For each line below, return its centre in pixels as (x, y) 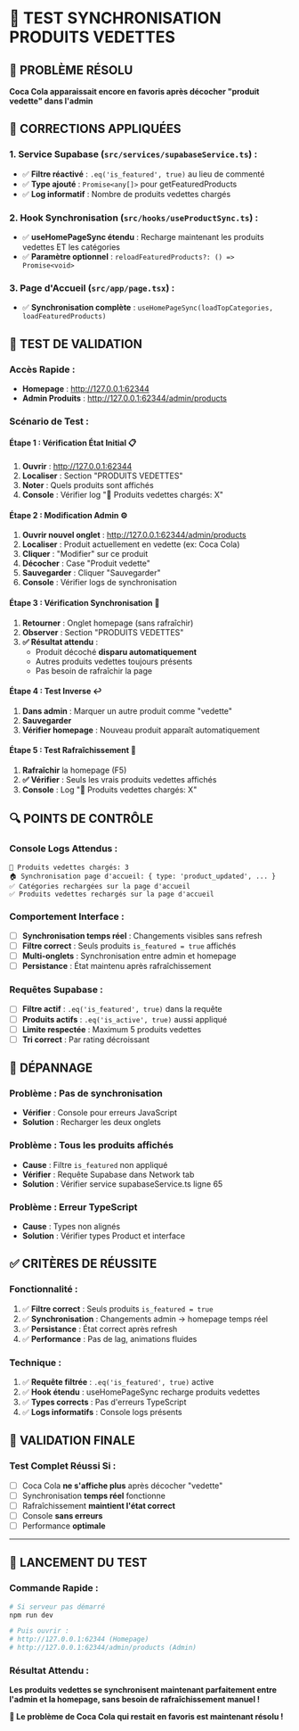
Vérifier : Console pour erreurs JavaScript (100, 1113)
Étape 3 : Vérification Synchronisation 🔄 (85, 602)
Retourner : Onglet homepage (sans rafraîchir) (108, 623)
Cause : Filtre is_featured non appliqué (95, 1164)
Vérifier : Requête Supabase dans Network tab (108, 1174)
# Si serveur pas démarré (57, 1607)
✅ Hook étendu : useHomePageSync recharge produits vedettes (141, 1392)
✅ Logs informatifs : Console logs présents (102, 1412)
